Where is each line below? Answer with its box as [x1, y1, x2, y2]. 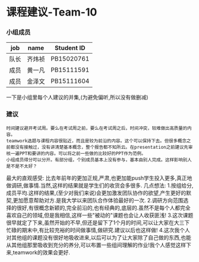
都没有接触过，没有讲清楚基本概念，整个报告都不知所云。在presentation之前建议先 [10, 144, 189, 150]
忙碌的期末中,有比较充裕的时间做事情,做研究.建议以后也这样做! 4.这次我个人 [6, 226, 190, 233]
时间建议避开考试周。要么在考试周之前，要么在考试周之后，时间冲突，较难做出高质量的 [6, 125, 188, 131]
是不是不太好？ [6, 163, 37, 169]
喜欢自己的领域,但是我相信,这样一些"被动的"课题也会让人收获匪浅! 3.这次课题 [6, 211, 194, 219]
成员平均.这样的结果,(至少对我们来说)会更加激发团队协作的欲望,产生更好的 [6, 189, 187, 196]
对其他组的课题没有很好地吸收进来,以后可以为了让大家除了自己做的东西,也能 [6, 233, 192, 241]
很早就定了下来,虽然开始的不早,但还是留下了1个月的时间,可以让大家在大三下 [6, 219, 190, 226]
